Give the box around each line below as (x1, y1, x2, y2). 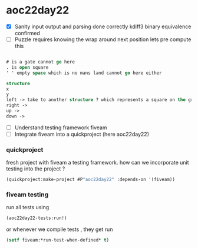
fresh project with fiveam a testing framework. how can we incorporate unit (6, 159, 190, 166)
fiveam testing (6, 190, 49, 199)
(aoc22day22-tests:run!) (6, 215, 67, 221)
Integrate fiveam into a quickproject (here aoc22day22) (14, 130, 149, 138)
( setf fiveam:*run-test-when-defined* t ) (6, 237, 110, 243)
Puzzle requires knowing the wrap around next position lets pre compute (14, 36, 192, 43)
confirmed (14, 30, 40, 36)
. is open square (6, 64, 49, 71)
